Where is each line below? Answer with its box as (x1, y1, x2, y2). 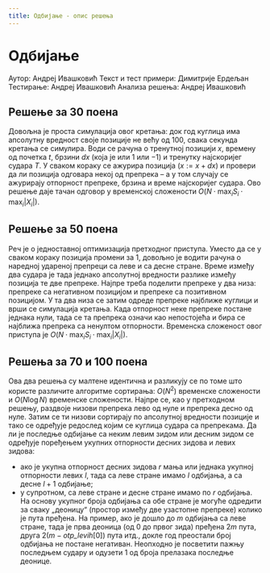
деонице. (19, 556, 52, 566)
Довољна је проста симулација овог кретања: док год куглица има (8, 127, 240, 136)
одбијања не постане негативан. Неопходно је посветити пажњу (19, 539, 244, 549)
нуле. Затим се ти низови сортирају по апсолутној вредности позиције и (8, 412, 260, 422)
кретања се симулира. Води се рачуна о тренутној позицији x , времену (8, 144, 256, 153)
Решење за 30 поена (8, 105, 118, 119)
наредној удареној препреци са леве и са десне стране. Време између (8, 261, 255, 270)
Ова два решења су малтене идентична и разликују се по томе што (8, 376, 243, 386)
